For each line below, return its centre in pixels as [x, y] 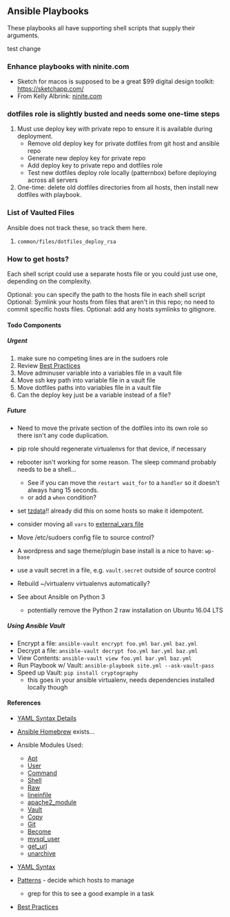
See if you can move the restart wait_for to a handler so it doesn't [124, 482]
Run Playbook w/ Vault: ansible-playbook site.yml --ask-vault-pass [116, 665]
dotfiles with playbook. [49, 195]
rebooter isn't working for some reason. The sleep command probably [117, 462]
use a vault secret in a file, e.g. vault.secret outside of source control [116, 570]
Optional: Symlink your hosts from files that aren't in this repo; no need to [111, 302]
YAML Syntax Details [47, 718]
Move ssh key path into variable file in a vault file [86, 380]
